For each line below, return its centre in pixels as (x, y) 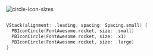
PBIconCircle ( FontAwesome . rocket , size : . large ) (73, 42)
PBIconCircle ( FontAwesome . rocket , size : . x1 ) (69, 36)
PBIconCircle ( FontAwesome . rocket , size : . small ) (73, 31)
